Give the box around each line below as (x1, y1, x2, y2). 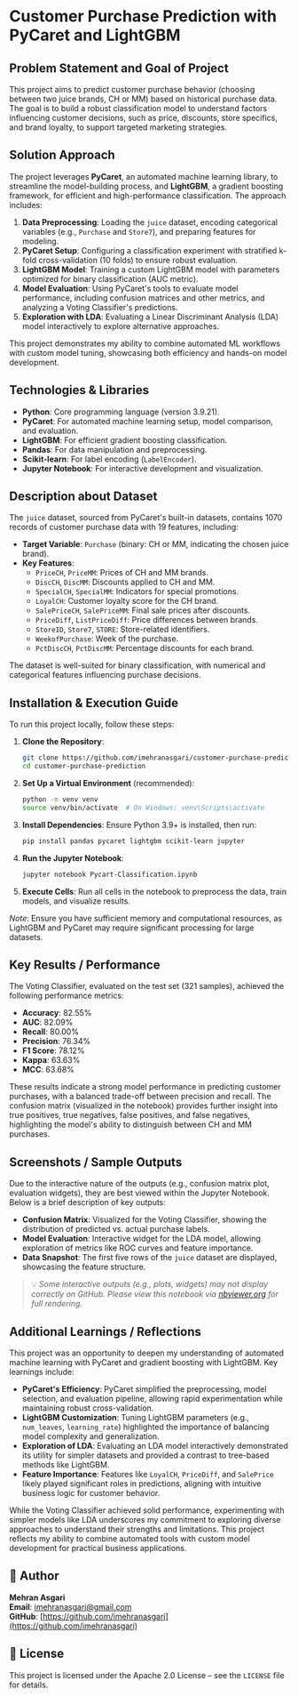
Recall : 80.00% (21, 1026, 80, 1037)
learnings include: (9, 1366, 74, 1377)
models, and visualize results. (21, 896, 131, 906)
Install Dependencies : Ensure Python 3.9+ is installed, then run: (21, 819, 257, 830)
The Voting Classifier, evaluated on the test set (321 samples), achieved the (9, 981, 285, 992)
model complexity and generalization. (21, 1430, 160, 1442)
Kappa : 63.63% (21, 1055, 81, 1066)
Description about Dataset (9, 489, 158, 504)
